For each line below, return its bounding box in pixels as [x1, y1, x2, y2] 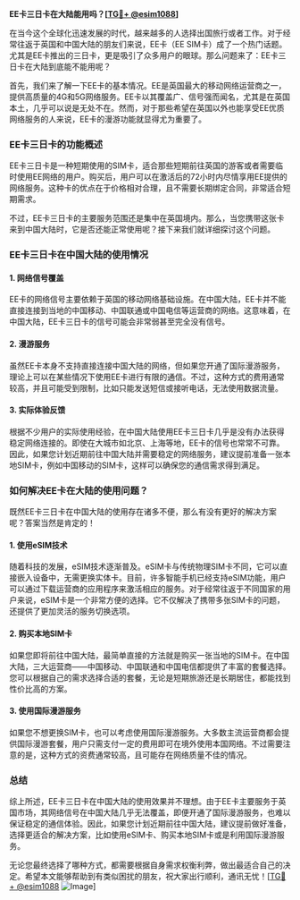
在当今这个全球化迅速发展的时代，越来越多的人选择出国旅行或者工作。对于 [9, 28, 283, 38]
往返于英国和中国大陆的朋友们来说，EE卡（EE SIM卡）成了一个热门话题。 [16, 39, 287, 49]
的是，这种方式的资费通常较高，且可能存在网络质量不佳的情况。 [16, 749, 252, 760]
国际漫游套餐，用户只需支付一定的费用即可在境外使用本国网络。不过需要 [16, 738, 283, 749]
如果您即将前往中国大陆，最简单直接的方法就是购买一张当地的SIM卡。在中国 [9, 650, 290, 660]
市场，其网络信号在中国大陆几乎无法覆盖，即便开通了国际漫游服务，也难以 [16, 807, 291, 818]
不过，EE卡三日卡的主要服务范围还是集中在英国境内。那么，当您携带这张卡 [9, 213, 285, 224]
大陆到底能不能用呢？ [32, 62, 112, 72]
